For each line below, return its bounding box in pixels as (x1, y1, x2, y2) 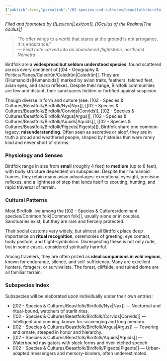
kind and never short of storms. (5, 140, 70, 145)
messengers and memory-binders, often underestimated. (30, 350, 148, 356)
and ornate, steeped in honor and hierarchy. (12, 329, 103, 335)
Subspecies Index (5, 282, 50, 289)
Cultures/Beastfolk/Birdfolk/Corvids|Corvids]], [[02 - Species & (5, 108, 135, 114)
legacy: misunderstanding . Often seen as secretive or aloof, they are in (5, 129, 152, 135)
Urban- (146, 345, 161, 351)
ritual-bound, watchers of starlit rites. (12, 308, 89, 314)
